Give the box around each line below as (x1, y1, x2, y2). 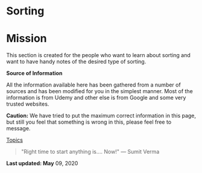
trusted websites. (6, 100, 49, 108)
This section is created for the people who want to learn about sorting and (6, 52, 191, 59)
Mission (6, 32, 47, 46)
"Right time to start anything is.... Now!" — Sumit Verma (21, 148, 160, 156)
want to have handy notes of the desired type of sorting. (6, 58, 147, 65)
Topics (6, 136, 23, 144)
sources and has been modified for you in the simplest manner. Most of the (6, 88, 193, 95)
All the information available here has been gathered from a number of (6, 81, 181, 88)
